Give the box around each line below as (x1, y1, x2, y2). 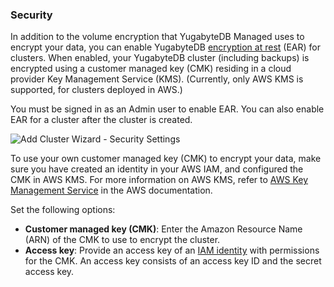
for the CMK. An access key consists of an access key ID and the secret (24, 255, 322, 267)
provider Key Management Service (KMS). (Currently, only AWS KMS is (10, 73, 304, 85)
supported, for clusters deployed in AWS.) (10, 84, 183, 96)
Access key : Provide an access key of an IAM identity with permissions (24, 244, 320, 257)
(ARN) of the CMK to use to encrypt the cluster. (24, 234, 221, 246)
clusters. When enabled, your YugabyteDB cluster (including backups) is (10, 52, 310, 64)
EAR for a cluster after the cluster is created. (10, 114, 193, 126)
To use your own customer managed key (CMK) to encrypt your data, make (10, 153, 322, 165)
